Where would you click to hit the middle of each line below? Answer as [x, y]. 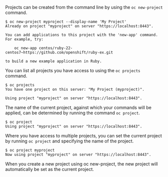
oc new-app [26, 48]
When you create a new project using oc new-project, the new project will [81, 164]
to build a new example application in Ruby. [53, 61]
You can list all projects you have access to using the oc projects [73, 70]
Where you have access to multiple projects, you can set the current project [83, 136]
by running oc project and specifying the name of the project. [69, 141]
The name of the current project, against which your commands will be [78, 108]
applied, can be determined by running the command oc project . [73, 113]
